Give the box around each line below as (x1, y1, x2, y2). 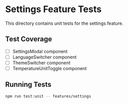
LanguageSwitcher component (12, 54, 77, 60)
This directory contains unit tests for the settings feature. (5, 20, 123, 26)
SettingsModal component (12, 48, 68, 54)
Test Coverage (5, 35, 52, 43)
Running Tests (5, 80, 51, 89)
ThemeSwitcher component (12, 60, 71, 66)
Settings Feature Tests (5, 4, 102, 15)
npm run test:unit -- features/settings (5, 93, 92, 99)
